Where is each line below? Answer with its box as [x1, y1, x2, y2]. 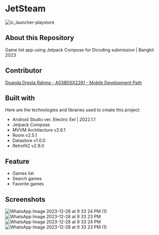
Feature [5, 157, 30, 166]
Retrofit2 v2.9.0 [12, 143, 45, 149]
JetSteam [5, 3, 46, 14]
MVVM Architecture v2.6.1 [12, 127, 66, 133]
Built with [5, 94, 35, 102]
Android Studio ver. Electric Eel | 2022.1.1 [12, 117, 96, 123]
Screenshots [5, 195, 46, 203]
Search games [12, 176, 42, 182]
